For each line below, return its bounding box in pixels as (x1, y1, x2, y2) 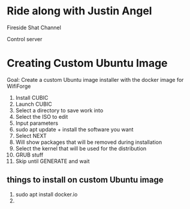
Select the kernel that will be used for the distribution (15, 145, 147, 152)
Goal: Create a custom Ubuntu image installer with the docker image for (7, 76, 184, 83)
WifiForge (7, 82, 31, 90)
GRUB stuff (15, 151, 44, 158)
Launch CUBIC (15, 100, 53, 107)
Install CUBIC (15, 94, 49, 101)
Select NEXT (15, 132, 47, 139)
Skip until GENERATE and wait (15, 157, 90, 165)
